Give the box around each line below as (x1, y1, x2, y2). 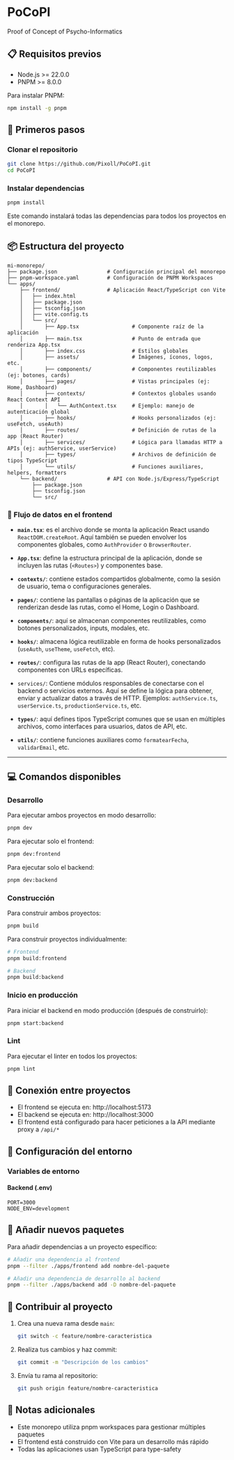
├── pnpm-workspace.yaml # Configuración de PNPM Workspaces (7, 274, 214, 282)
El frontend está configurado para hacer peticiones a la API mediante (17, 1118, 216, 1127)
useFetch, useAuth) (7, 421, 64, 428)
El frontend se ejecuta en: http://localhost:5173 (17, 1103, 152, 1111)
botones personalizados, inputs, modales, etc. (17, 624, 150, 632)
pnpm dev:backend (7, 877, 58, 884)
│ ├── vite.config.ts (19, 311, 89, 318)
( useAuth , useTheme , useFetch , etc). (17, 645, 116, 653)
